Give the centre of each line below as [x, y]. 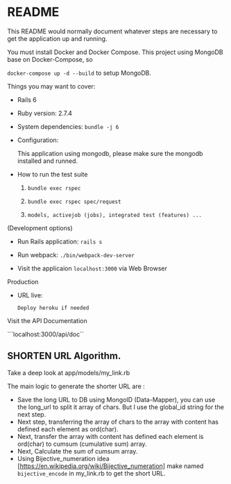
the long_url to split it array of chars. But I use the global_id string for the [120, 407]
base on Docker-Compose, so [50, 59]
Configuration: [38, 140]
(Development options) [40, 228]
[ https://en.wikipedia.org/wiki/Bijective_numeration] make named [110, 466]
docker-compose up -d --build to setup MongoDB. [79, 73]
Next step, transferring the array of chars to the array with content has [118, 422]
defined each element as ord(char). [68, 429]
